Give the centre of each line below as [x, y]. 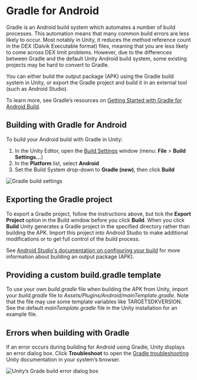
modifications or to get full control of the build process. [73, 239]
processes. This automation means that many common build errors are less [98, 33]
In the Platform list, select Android [57, 163]
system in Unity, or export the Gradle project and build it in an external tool [97, 82]
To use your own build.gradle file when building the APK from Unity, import [97, 289]
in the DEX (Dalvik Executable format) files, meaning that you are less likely [97, 46]
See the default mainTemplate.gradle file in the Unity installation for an [92, 308]
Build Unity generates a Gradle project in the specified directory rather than [98, 226]
